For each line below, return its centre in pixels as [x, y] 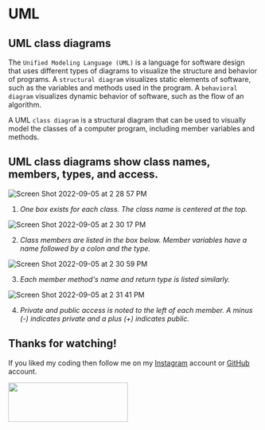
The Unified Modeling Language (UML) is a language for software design [127, 62]
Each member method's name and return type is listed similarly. [125, 279]
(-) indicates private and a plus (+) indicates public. [104, 319]
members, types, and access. [84, 175]
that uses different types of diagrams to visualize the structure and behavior [133, 71]
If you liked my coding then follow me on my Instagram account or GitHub [129, 362]
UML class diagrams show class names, [109, 162]
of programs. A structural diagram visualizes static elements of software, [130, 79]
